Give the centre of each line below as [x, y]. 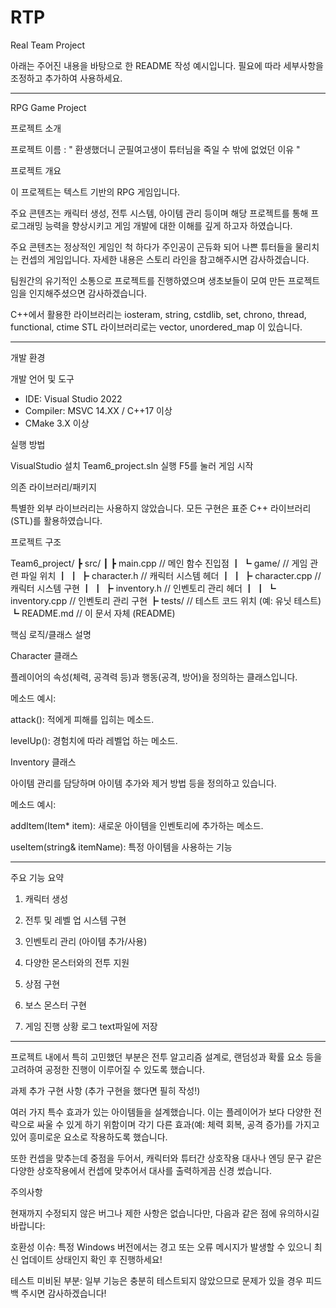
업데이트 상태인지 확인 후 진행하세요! [91, 1259]
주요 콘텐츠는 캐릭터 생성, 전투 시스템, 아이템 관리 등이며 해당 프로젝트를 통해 [159, 213]
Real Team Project [48, 45]
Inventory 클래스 [43, 762]
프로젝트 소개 [36, 128]
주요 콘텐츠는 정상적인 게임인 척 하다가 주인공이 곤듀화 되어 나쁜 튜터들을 [151, 247]
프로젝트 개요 [36, 170]
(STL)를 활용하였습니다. [56, 520]
